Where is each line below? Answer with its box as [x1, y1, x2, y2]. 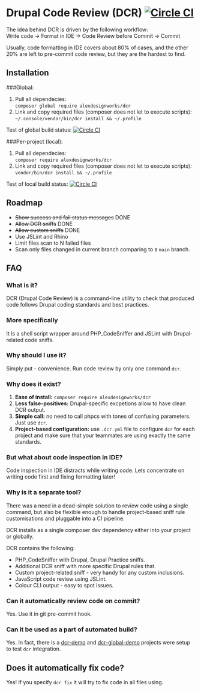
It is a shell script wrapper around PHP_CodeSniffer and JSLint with [6, 329, 173, 337]
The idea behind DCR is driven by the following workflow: [6, 26, 148, 33]
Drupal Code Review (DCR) [6, 6, 143, 20]
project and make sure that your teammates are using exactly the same [14, 432, 191, 439]
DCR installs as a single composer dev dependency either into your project [6, 526, 191, 533]
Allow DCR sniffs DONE [14, 220, 73, 227]
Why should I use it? [6, 351, 67, 360]
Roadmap [6, 198, 43, 208]
